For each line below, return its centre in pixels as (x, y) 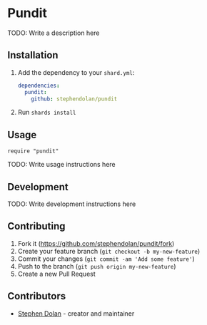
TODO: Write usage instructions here (61, 165)
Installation (33, 55)
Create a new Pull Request (57, 274)
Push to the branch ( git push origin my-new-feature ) (97, 266)
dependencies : (39, 86)
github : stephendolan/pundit (74, 99)
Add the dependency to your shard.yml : (76, 72)
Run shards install (47, 113)
